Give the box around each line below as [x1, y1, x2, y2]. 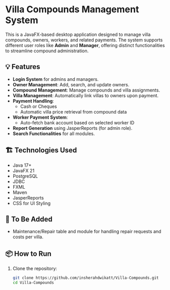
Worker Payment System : [12, 114, 68, 120]
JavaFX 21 [12, 167, 35, 173]
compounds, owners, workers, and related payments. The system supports [5, 37, 163, 43]
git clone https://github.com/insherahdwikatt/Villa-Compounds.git [12, 275, 159, 281]
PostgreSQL [12, 173, 38, 179]
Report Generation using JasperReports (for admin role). [12, 125, 132, 131]
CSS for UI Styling [12, 200, 51, 206]
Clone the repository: [12, 265, 58, 272]
